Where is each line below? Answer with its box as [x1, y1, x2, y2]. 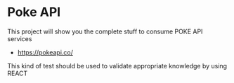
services [7, 34, 32, 43]
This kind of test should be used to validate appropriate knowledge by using [7, 61, 227, 70]
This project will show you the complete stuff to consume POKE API [7, 27, 203, 36]
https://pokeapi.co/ [17, 48, 74, 56]
